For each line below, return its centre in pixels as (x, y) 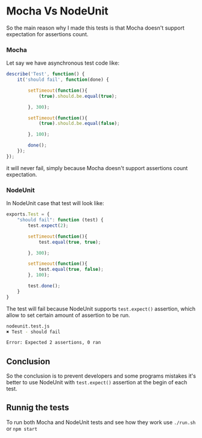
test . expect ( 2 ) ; (48, 225)
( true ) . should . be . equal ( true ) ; (78, 96)
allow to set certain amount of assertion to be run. (68, 315)
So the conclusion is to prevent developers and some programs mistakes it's (101, 376)
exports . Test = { (28, 214)
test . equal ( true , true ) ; (70, 242)
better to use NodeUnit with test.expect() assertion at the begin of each (97, 382)
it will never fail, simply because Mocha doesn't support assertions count (97, 168)
